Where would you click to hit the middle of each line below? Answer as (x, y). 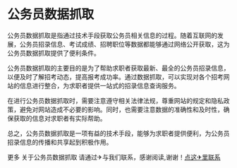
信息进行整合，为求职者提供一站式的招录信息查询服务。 (100, 85)
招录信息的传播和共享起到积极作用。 (60, 142)
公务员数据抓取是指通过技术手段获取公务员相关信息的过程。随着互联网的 (112, 35)
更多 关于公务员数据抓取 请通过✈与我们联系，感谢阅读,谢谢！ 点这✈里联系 (114, 157)
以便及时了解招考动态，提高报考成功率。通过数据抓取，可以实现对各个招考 (115, 77)
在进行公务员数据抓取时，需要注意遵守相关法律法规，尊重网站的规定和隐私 (115, 100)
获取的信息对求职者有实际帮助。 (60, 118)
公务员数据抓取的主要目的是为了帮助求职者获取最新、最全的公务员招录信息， (119, 68)
